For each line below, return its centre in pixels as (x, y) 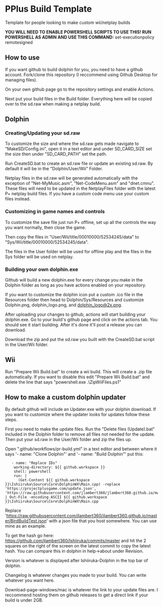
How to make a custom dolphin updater (65, 397)
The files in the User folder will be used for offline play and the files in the (78, 251)
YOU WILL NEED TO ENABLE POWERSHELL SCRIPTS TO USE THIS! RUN (78, 32)
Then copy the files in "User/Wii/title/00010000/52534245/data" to (72, 237)
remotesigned (19, 42)
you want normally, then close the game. (46, 227)
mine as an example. (26, 526)
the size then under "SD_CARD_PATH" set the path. (56, 154)
